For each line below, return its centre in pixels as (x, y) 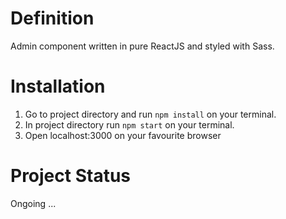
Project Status (71, 176)
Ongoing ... (33, 203)
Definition (52, 18)
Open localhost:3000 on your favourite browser (123, 135)
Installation (58, 86)
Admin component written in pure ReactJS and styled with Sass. (142, 46)
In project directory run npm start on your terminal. (129, 124)
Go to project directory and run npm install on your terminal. (150, 114)
